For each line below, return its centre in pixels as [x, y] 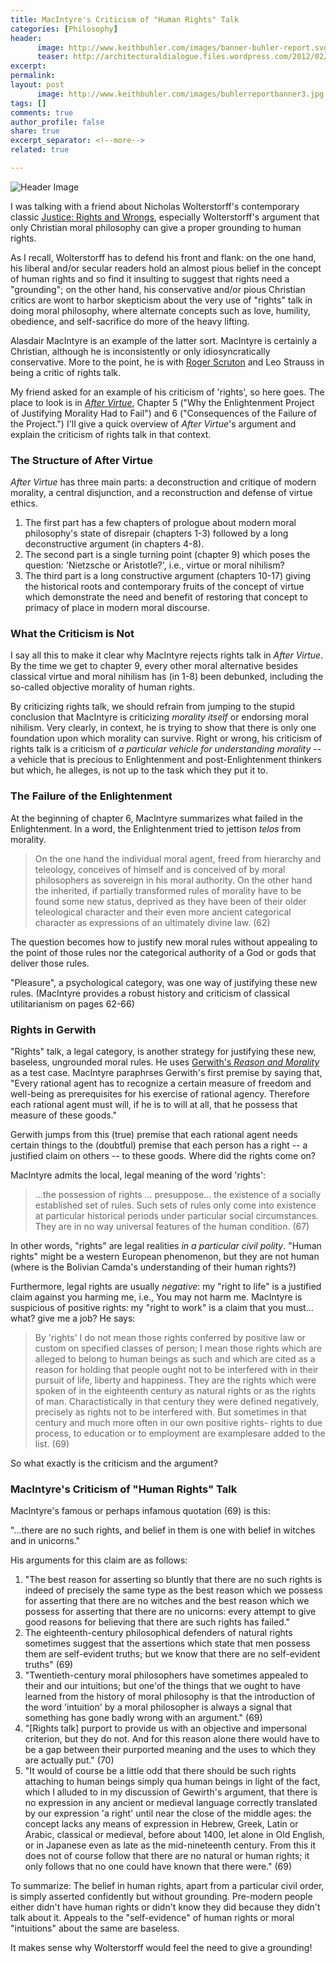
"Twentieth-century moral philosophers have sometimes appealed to [166, 1675]
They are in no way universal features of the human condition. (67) [172, 1227]
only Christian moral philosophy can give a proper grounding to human [156, 227]
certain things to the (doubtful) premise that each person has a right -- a [159, 1145]
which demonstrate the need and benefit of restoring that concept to [166, 597]
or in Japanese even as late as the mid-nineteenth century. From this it [170, 1845]
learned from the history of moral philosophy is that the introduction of [170, 1697]
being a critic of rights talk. [65, 372]
